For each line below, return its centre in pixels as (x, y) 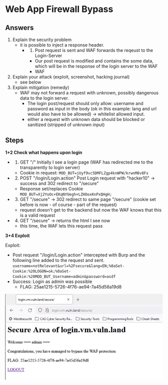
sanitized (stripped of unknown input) (66, 124)
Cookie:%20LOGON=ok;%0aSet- (41, 271)
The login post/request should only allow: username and (85, 103)
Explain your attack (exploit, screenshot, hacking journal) (71, 77)
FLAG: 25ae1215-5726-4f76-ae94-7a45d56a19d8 (71, 286)
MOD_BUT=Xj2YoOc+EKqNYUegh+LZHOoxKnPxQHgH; (66, 194)
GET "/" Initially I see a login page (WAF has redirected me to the (86, 162)
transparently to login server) (50, 167)
